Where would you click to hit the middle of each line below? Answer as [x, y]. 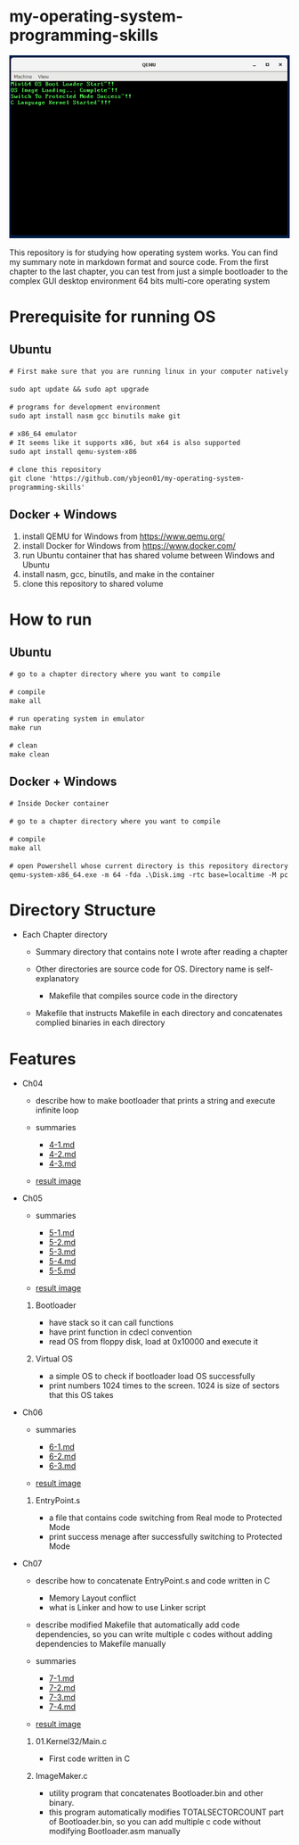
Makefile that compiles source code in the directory [143, 996]
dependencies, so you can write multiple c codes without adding [154, 1634]
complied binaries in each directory [100, 1022]
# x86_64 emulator [43, 434]
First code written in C [89, 1758]
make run [25, 728]
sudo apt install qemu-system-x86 [73, 451]
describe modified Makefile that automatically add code [137, 1625]
